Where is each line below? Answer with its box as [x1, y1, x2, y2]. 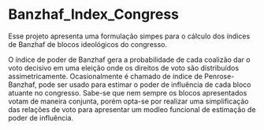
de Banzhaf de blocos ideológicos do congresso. [8, 39, 168, 49]
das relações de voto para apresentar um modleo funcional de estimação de [8, 104, 256, 114]
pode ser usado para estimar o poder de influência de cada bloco [38, 80, 251, 89]
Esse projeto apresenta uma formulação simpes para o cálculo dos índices [8, 31, 251, 41]
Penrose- [204, 71, 235, 81]
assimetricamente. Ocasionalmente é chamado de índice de [8, 71, 203, 81]
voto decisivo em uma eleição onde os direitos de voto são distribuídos [8, 63, 239, 72]
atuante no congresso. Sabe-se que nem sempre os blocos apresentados [8, 88, 247, 97]
